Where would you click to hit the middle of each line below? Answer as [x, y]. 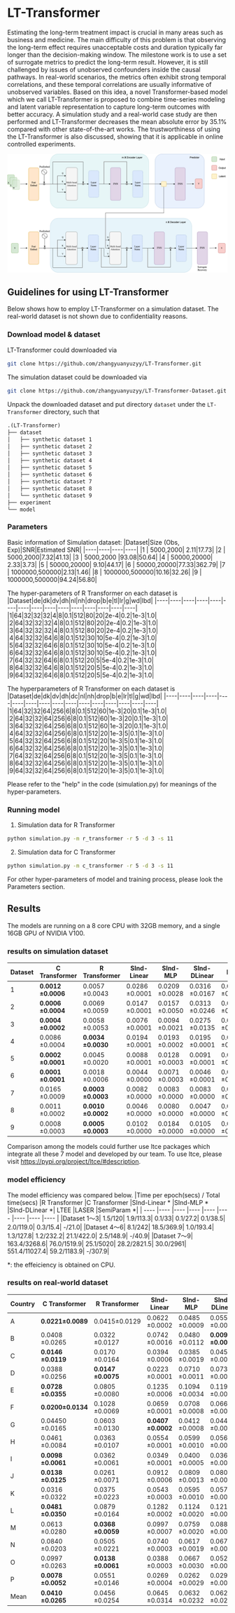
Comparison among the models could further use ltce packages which [109, 1147]
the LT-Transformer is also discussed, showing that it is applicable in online [115, 136]
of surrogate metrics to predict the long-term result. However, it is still [108, 62]
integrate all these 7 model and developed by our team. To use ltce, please [115, 1154]
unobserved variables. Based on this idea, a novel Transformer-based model [117, 92]
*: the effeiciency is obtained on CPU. [61, 1265]
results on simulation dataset [58, 951]
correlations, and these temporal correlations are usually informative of [109, 84]
